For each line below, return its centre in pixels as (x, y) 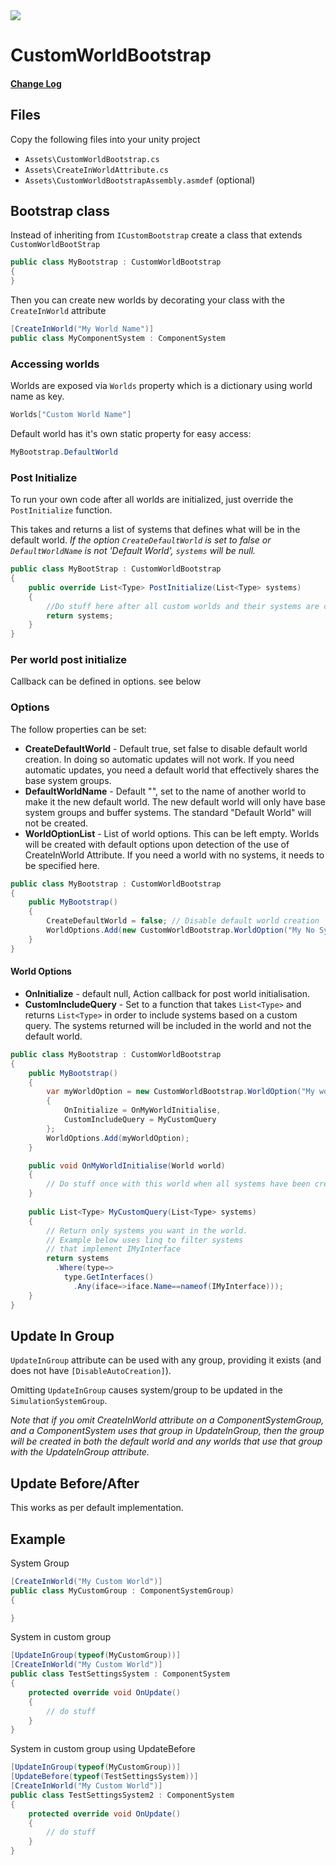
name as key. (37, 396)
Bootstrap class (60, 210)
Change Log (36, 83)
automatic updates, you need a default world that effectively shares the (172, 770)
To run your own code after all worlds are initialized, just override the (152, 500)
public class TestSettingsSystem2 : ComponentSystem (122, 1795)
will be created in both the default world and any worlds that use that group (166, 1441)
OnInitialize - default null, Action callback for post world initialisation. (167, 993)
